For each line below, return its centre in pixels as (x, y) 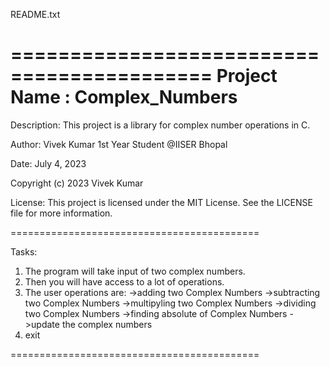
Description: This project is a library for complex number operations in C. (160, 125)
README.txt (35, 14)
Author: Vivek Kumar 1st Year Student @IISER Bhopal (119, 144)
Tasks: (24, 251)
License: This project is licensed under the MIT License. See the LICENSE (161, 202)
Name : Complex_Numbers (124, 97)
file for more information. (61, 213)
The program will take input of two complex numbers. (135, 271)
